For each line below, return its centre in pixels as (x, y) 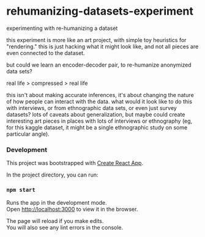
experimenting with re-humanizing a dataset (62, 28)
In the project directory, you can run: (52, 175)
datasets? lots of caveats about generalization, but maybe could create (96, 114)
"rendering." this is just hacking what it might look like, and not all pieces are (102, 46)
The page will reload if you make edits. (55, 221)
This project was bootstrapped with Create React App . (75, 163)
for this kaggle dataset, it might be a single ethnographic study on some (97, 127)
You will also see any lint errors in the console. (65, 227)
